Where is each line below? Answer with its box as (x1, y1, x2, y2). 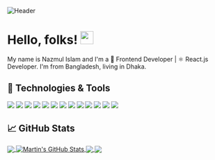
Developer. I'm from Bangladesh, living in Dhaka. (7, 62, 147, 71)
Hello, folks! (7, 32, 78, 48)
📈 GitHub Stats (7, 123, 75, 134)
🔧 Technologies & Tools (7, 82, 111, 94)
